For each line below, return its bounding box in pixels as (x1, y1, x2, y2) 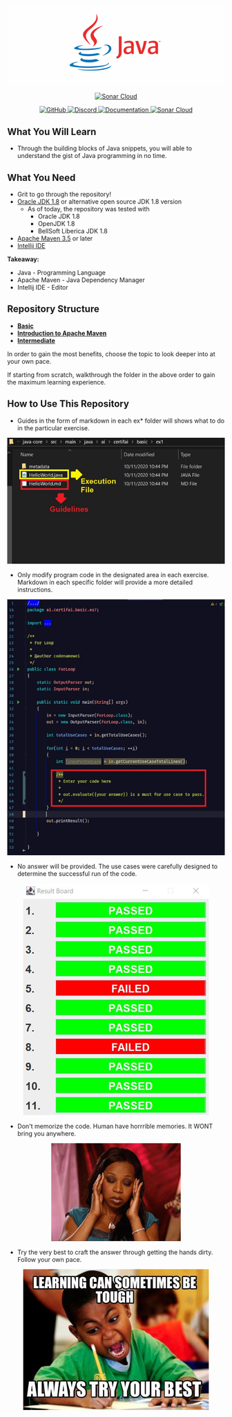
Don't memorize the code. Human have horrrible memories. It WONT (17, 1122, 213, 1131)
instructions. (17, 585, 53, 594)
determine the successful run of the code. (17, 870, 137, 878)
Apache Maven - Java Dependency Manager (17, 276, 145, 284)
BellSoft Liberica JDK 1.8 (37, 227, 108, 235)
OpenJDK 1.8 (37, 220, 75, 227)
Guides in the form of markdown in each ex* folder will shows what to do (17, 416, 225, 425)
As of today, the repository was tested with (27, 205, 150, 213)
